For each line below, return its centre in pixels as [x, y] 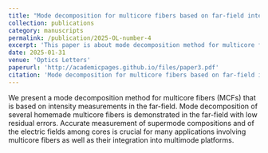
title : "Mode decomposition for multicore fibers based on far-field [126, 16]
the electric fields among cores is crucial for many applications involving [127, 131]
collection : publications [51, 23]
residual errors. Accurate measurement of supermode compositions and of [132, 123]
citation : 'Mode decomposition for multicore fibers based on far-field [132, 75]
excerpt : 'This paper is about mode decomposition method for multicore [132, 45]
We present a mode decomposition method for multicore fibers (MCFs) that [132, 97]
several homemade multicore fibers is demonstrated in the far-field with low [133, 114]
